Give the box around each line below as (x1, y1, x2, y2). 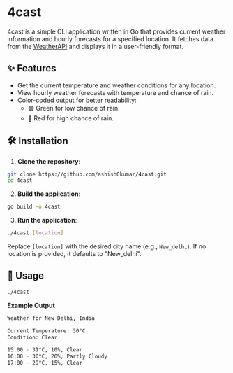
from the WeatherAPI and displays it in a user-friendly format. (7, 42, 183, 50)
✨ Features (7, 62, 57, 74)
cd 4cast (7, 177, 33, 184)
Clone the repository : (17, 157, 81, 165)
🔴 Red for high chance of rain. (27, 113, 114, 122)
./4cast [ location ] (7, 230, 64, 237)
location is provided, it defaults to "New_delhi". (7, 250, 142, 258)
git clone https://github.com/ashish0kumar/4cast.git (7, 171, 167, 178)
